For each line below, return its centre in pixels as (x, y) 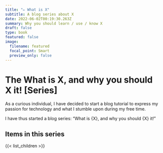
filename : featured (30, 46)
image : (12, 42)
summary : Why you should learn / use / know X (54, 23)
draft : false (19, 28)
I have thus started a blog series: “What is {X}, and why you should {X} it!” (81, 119)
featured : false (22, 37)
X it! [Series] (31, 90)
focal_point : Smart (30, 51)
